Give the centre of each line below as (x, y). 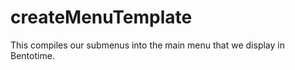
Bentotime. (32, 55)
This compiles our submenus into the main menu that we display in (147, 45)
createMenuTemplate (101, 17)
